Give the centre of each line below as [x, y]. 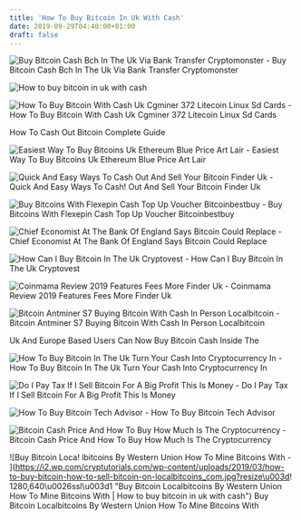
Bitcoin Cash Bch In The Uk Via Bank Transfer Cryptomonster [124, 70]
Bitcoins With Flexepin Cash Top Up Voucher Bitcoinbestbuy [122, 214]
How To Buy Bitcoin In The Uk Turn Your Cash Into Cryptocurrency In [138, 368]
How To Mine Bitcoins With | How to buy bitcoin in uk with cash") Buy [139, 496]
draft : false [34, 34]
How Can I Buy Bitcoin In [237, 259]
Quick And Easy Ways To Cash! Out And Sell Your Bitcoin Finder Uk [135, 187]
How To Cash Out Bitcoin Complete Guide [87, 132]
